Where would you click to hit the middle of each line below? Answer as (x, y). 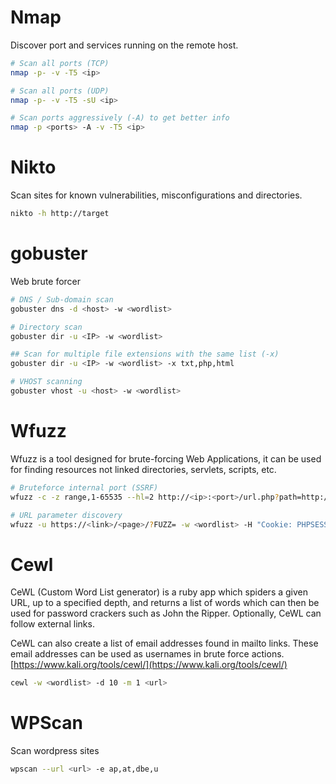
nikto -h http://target (60, 214)
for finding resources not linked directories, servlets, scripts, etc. (143, 469)
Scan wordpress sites (55, 751)
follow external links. (52, 624)
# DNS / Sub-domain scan (62, 299)
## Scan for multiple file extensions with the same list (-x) (145, 354)
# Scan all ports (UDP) (60, 91)
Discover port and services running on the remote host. (124, 45)
